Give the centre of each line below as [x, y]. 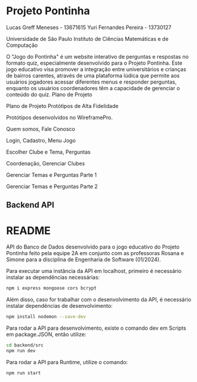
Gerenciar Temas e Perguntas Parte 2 [52, 186]
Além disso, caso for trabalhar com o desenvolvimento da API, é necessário [99, 300]
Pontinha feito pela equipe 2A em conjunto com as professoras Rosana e [95, 253]
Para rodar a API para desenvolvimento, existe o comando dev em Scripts [96, 328]
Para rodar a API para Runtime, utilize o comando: [67, 362]
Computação [22, 45]
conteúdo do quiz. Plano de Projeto [49, 94]
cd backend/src [25, 345]
